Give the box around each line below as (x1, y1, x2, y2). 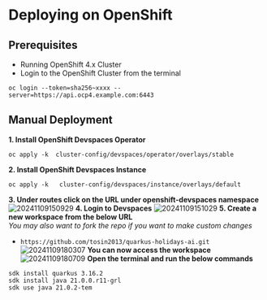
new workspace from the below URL (8, 211, 133, 221)
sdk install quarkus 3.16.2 (8, 269, 104, 277)
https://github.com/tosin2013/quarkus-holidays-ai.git (19, 237, 210, 246)
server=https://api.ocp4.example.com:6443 (8, 91, 154, 99)
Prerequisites (8, 38, 78, 52)
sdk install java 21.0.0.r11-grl (8, 276, 122, 285)
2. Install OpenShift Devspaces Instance (8, 164, 147, 174)
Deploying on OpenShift (8, 6, 173, 24)
